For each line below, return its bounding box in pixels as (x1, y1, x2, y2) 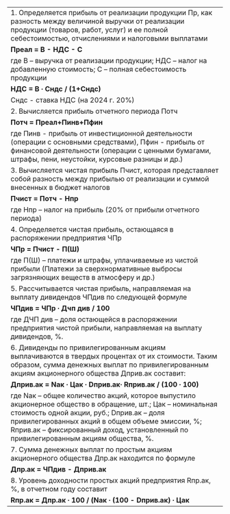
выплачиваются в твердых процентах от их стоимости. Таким (10, 352, 218, 360)
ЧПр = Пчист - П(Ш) (10, 245, 80, 254)
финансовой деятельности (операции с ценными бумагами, (10, 146, 212, 155)
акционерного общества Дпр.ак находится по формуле (10, 454, 196, 463)
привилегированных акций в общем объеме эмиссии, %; (10, 417, 202, 426)
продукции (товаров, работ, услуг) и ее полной (10, 25, 168, 34)
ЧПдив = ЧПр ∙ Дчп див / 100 (10, 304, 110, 313)
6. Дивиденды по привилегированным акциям (10, 343, 166, 352)
